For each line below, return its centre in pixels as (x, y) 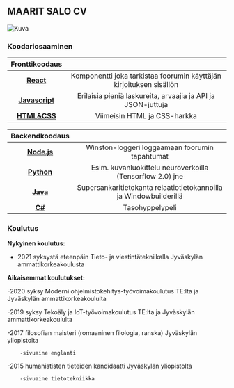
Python (40, 172)
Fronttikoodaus (37, 64)
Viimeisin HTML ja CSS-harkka (146, 116)
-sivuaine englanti (48, 353)
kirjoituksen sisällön (146, 85)
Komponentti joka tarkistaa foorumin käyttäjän (146, 76)
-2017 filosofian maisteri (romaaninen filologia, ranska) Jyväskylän (102, 333)
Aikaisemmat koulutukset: (46, 278)
